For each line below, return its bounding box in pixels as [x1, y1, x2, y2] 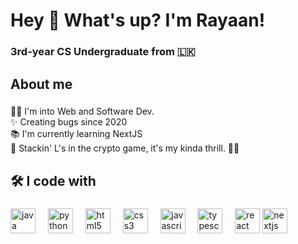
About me [10, 75, 73, 93]
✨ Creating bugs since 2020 [10, 116, 128, 128]
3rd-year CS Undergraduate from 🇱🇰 [10, 45, 196, 59]
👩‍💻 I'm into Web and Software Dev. [10, 105, 155, 118]
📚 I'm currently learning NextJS [10, 128, 143, 140]
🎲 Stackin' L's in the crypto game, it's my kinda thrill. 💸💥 [10, 142, 240, 154]
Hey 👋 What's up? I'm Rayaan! [10, 9, 266, 32]
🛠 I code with [10, 172, 97, 189]
